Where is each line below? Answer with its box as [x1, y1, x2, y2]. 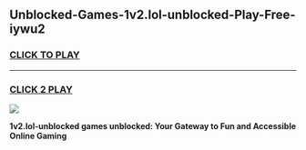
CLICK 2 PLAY [9, 83, 73, 95]
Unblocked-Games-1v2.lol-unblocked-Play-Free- [9, 7, 296, 23]
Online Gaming [9, 130, 67, 141]
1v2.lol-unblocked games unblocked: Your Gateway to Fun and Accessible [9, 120, 297, 131]
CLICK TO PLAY [9, 49, 80, 62]
